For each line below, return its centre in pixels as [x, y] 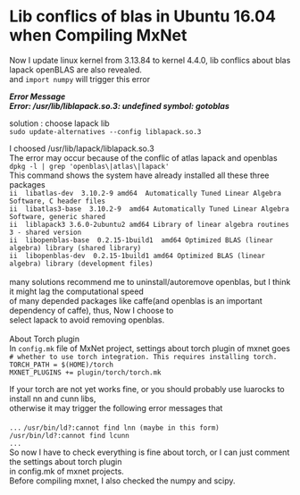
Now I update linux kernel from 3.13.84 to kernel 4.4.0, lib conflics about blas [150, 60]
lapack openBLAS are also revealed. [76, 70]
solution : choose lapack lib [59, 123]
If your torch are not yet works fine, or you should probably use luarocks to [147, 389]
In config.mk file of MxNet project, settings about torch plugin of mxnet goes [150, 348]
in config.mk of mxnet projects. [67, 471]
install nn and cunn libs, [53, 399]
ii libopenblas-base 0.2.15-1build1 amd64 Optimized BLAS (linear [142, 240]
